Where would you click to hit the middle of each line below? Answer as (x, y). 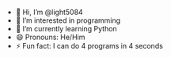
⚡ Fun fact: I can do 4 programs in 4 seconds (89, 46)
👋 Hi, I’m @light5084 (49, 12)
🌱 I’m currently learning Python (66, 29)
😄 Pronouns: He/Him (50, 37)
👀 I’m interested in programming (68, 20)
